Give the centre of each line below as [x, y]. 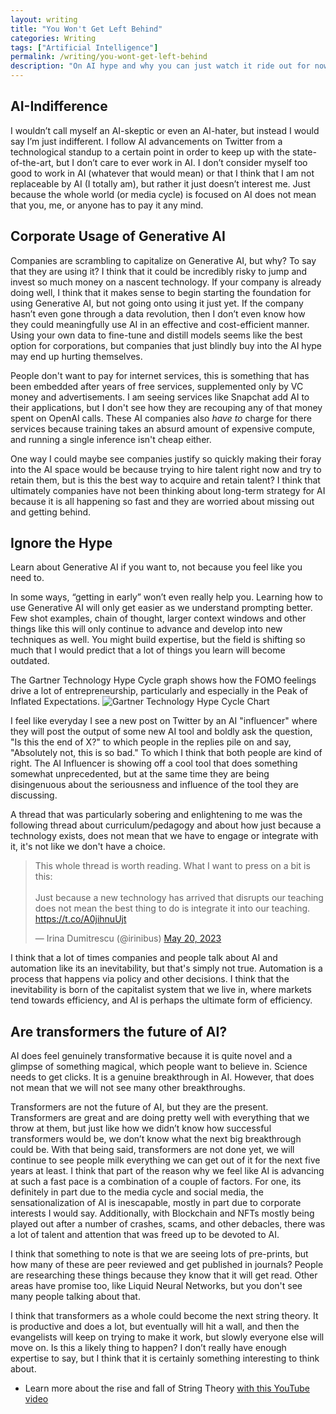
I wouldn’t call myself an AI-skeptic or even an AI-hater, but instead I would [165, 130]
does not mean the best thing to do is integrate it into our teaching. [172, 908]
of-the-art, [32, 162]
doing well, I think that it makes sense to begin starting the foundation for [161, 292]
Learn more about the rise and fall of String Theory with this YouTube [167, 1388]
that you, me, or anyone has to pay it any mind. [107, 205]
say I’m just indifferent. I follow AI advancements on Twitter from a [146, 141]
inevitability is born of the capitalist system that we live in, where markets [161, 990]
